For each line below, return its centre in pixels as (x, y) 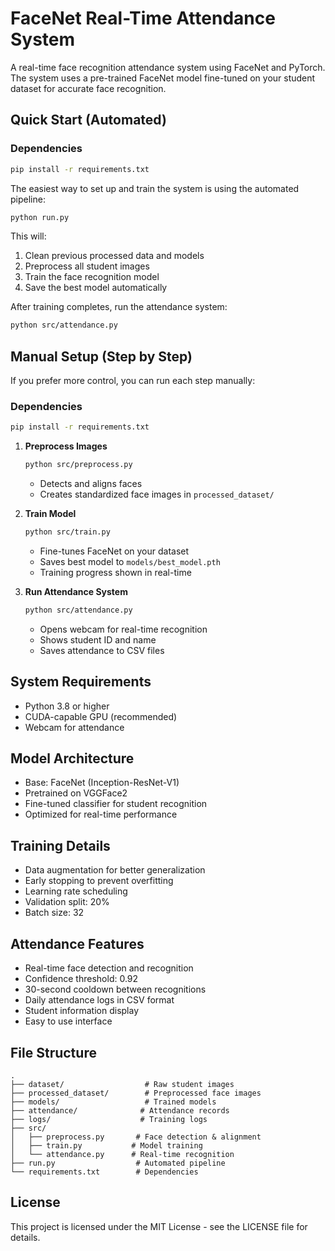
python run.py (40, 217)
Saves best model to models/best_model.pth (130, 561)
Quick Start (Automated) (88, 120)
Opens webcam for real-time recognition (123, 629)
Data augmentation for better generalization (115, 870)
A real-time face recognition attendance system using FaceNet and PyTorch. (168, 67)
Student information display (82, 1011)
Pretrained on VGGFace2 (76, 793)
